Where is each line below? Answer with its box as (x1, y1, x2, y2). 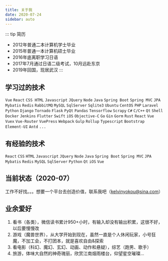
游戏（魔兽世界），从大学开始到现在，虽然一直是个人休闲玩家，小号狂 (12, 231, 156, 237)
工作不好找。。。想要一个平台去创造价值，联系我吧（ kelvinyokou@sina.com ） (5, 188, 163, 194)
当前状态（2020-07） (5, 174, 74, 183)
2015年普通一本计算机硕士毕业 (12, 48, 76, 54)
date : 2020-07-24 (5, 12, 42, 17)
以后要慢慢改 (12, 225, 39, 231)
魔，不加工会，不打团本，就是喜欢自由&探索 (12, 237, 104, 244)
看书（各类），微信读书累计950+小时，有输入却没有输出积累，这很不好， (12, 219, 162, 225)
